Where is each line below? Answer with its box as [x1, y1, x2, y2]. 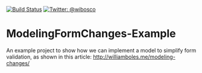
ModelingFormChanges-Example [6, 27, 176, 40]
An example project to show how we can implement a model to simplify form [6, 46, 197, 54]
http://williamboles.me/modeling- [93, 53, 176, 60]
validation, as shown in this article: [6, 53, 92, 60]
